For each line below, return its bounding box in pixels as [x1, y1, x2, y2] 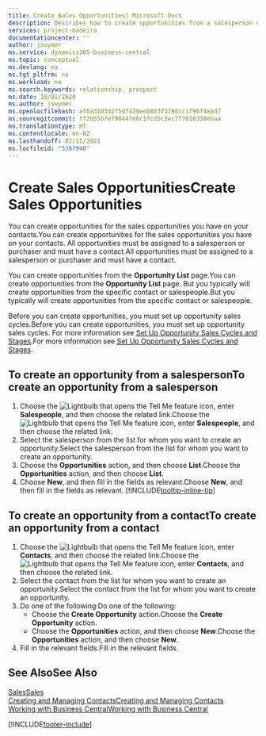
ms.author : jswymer [8, 100, 73, 108]
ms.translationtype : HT [8, 122, 87, 130]
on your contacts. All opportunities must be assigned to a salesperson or [8, 239, 245, 248]
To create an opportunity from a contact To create [8, 508, 256, 522]
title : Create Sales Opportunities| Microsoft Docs [8, 11, 182, 20]
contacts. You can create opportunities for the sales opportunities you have [8, 230, 252, 240]
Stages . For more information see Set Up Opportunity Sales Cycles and [8, 336, 239, 346]
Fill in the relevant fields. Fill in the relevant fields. [19, 643, 179, 653]
